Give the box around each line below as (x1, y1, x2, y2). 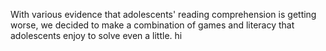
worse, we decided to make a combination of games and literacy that (10, 19, 295, 31)
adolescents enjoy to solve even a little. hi (10, 30, 183, 41)
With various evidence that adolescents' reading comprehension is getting (10, 9, 317, 20)
